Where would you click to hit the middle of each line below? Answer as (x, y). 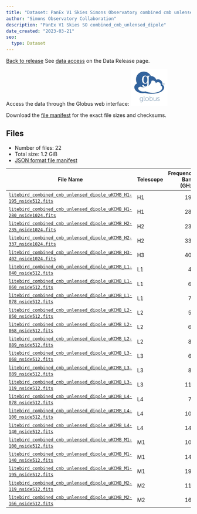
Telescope (150, 180)
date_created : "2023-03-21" (40, 31)
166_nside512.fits (31, 503)
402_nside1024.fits (32, 258)
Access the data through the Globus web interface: (68, 104)
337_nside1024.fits (32, 244)
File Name (70, 180)
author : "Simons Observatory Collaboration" (61, 19)
